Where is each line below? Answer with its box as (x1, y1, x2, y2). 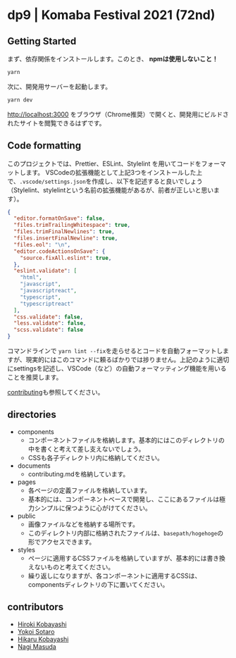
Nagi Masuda (17, 642, 56, 651)
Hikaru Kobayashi (17, 635, 69, 643)
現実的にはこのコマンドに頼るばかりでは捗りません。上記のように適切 (25, 356, 230, 364)
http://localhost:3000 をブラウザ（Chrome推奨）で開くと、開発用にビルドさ (7, 110, 229, 118)
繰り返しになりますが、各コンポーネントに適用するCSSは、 (27, 571, 201, 580)
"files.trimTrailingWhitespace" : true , (13, 222, 131, 229)
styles (17, 545, 35, 554)
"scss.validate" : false (13, 326, 83, 334)
